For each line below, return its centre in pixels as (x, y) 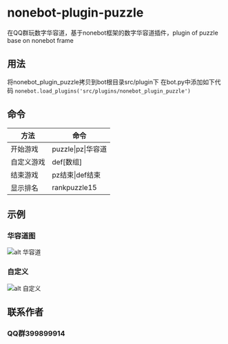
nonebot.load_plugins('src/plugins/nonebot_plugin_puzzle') (103, 91)
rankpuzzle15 (75, 187)
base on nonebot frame (40, 40)
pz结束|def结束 (76, 175)
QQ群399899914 (36, 333)
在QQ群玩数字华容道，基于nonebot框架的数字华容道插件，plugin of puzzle (113, 32)
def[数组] (67, 162)
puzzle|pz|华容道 (80, 149)
